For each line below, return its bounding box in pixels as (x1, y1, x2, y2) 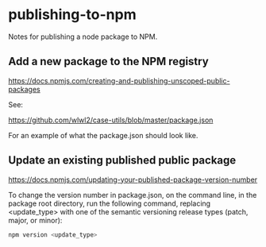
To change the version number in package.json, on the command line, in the (8, 190, 257, 199)
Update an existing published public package (8, 153, 237, 168)
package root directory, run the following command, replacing (8, 199, 211, 208)
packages (8, 84, 41, 94)
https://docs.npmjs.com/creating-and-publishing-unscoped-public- (8, 75, 230, 85)
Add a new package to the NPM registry (8, 55, 209, 68)
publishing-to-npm (8, 6, 137, 24)
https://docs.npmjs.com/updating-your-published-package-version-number (8, 175, 258, 184)
